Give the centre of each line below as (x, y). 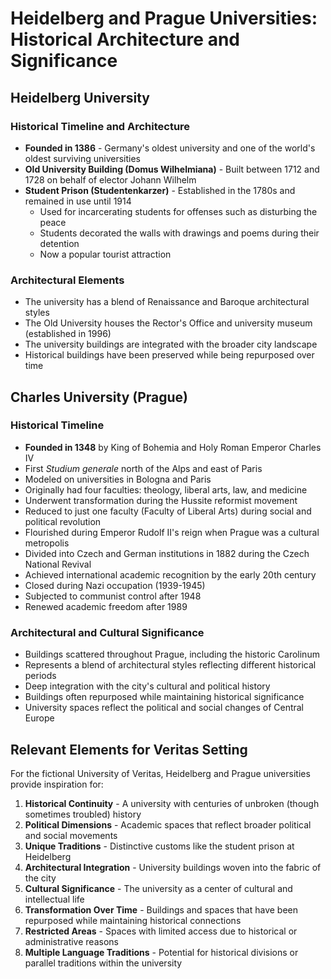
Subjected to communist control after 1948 (113, 596)
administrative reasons (71, 941)
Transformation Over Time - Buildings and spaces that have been (161, 909)
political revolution (63, 521)
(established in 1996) (68, 334)
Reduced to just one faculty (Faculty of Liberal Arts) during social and (168, 511)
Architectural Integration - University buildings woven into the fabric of (173, 867)
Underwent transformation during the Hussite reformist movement (161, 500)
